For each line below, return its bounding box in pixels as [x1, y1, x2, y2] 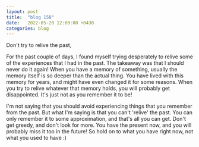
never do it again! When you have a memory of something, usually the [6, 66, 178, 73]
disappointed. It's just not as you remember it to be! [6, 91, 132, 98]
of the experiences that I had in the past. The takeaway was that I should [6, 60, 184, 67]
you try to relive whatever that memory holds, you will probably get [6, 85, 170, 92]
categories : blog [6, 25, 49, 32]
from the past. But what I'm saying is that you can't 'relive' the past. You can [6, 109, 193, 116]
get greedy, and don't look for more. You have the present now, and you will [6, 121, 192, 129]
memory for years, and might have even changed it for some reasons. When [6, 79, 193, 86]
